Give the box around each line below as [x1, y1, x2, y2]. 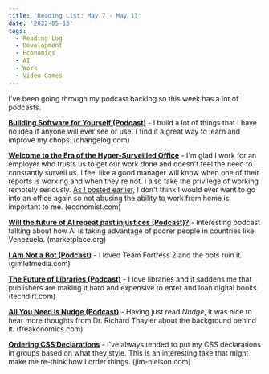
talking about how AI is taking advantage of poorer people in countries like [8, 226, 255, 236]
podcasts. [8, 102, 42, 112]
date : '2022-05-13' [8, 19, 74, 27]
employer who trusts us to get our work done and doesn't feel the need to [8, 158, 253, 169]
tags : [8, 27, 26, 35]
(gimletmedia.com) [8, 258, 71, 268]
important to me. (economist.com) [8, 202, 122, 212]
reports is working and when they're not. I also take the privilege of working [8, 176, 259, 186]
